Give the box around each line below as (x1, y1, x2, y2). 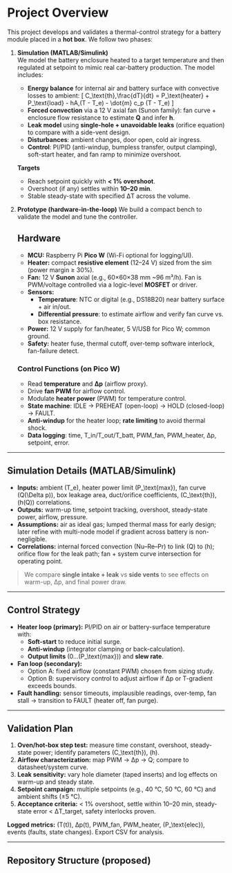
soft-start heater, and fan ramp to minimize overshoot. (27, 150, 182, 159)
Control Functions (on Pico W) (17, 363, 121, 373)
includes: (17, 71, 43, 79)
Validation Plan (7, 723, 74, 735)
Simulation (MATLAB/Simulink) (17, 48, 108, 57)
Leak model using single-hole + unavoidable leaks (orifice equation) (27, 120, 225, 129)
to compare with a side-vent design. (27, 128, 131, 136)
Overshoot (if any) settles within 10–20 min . (27, 184, 153, 192)
